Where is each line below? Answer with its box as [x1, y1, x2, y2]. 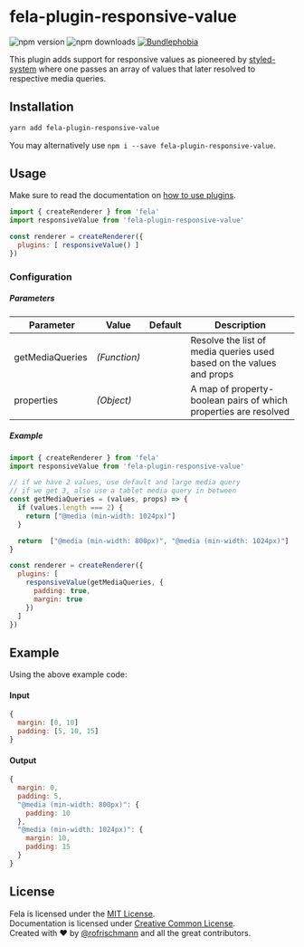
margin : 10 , [25, 834, 71, 843]
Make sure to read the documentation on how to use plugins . [9, 190, 237, 201]
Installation [9, 100, 74, 115]
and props [190, 368, 234, 380]
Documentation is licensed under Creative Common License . [9, 917, 236, 929]
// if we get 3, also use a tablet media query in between [9, 486, 237, 495]
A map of [190, 382, 230, 395]
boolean [190, 394, 225, 407]
